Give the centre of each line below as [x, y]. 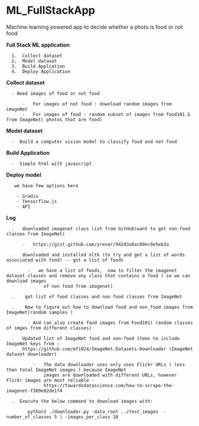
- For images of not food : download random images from [97, 104]
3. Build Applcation [38, 66]
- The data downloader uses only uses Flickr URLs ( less [109, 364]
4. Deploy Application [41, 71]
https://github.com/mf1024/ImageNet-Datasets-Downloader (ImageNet [108, 349]
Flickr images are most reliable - [50, 380]
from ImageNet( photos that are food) [54, 119]
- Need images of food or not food [56, 93]
